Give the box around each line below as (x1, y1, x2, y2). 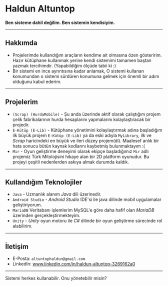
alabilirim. (12, 223, 32, 229)
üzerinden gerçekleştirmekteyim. (12, 212, 80, 218)
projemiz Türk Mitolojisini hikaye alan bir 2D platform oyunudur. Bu (12, 153, 149, 159)
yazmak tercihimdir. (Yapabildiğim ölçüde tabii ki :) (12, 62, 116, 68)
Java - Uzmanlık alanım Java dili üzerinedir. (12, 191, 101, 197)
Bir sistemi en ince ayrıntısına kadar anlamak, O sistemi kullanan (12, 68, 144, 74)
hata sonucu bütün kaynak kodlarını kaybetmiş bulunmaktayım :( (12, 143, 145, 149)
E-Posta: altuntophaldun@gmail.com (12, 255, 85, 261)
